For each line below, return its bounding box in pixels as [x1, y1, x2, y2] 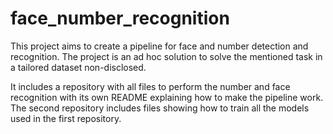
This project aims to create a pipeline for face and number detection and [10, 40, 309, 52]
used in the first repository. [10, 112, 122, 124]
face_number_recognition [10, 7, 230, 30]
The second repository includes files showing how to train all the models [10, 102, 310, 114]
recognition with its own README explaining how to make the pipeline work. [10, 91, 324, 103]
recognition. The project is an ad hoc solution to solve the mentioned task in [10, 50, 323, 62]
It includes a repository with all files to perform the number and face [10, 80, 291, 92]
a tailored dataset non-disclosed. [10, 61, 147, 73]
